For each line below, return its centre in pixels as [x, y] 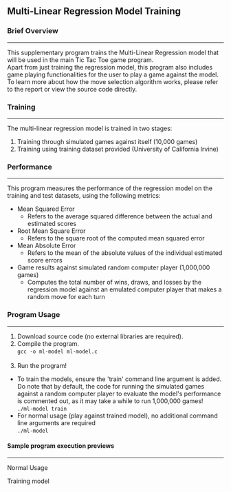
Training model [29, 481]
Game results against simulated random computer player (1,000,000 [113, 267]
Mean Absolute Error [46, 246]
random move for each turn [66, 297]
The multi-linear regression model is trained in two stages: [90, 128]
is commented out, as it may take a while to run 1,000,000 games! [110, 401]
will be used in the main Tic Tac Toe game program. [80, 60]
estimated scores [52, 224]
